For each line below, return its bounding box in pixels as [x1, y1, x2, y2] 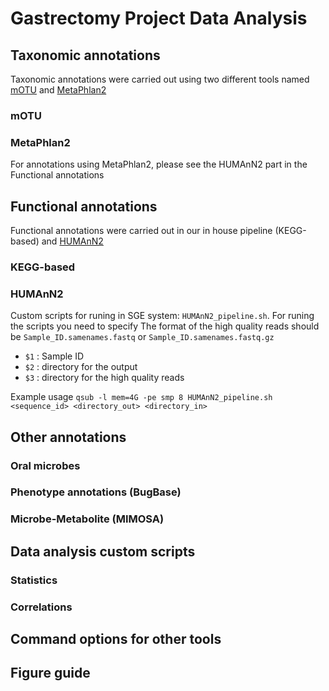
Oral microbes [10, 458, 81, 472]
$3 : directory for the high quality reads [24, 372, 185, 384]
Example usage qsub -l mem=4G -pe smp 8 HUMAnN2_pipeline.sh [10, 391, 273, 403]
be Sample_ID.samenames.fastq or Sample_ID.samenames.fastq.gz [10, 331, 275, 343]
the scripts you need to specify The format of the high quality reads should [10, 320, 320, 332]
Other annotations [10, 428, 127, 446]
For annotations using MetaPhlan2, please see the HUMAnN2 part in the [10, 158, 308, 171]
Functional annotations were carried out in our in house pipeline [10, 225, 273, 237]
